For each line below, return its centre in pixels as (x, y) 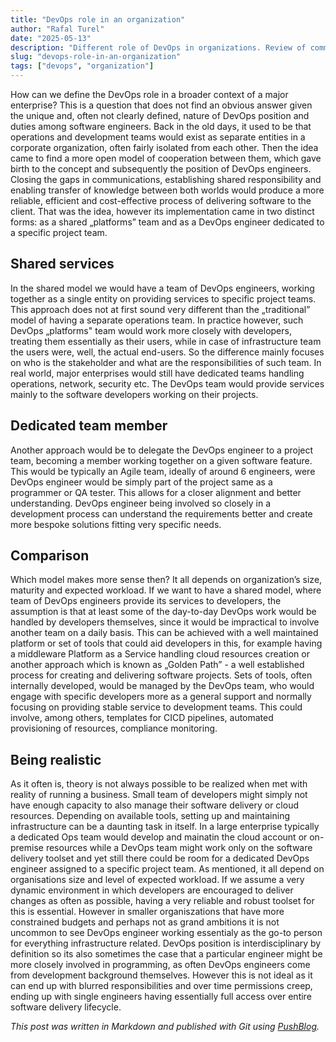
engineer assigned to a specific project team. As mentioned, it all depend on (167, 869)
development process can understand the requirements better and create (161, 513)
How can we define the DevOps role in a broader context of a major (149, 94)
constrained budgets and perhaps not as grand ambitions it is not (145, 922)
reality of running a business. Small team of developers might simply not (159, 795)
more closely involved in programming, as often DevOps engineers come (160, 965)
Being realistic (56, 759)
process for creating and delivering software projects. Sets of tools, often (161, 675)
